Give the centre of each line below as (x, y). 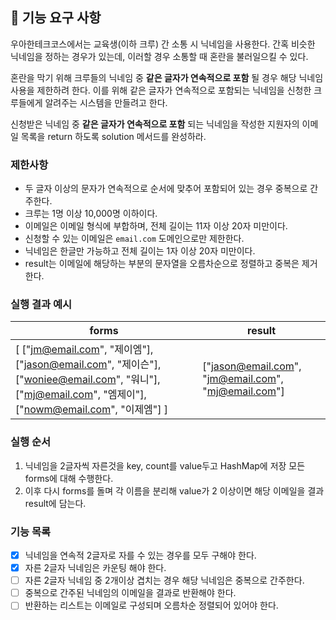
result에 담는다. (55, 503)
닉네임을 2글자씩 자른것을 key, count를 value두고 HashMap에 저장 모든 (165, 465)
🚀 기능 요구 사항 (56, 18)
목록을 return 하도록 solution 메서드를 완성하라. (113, 136)
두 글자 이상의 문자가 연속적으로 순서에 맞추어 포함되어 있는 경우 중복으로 (166, 189)
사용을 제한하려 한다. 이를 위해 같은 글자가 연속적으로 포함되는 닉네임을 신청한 (161, 90)
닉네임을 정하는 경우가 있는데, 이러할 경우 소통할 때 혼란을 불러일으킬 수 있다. (159, 56)
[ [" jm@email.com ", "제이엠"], (84, 350)
